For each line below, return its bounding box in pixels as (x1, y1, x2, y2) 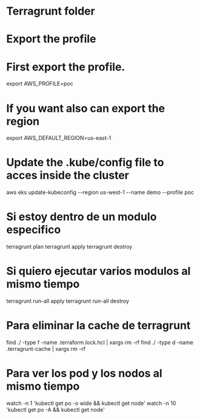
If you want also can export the (6, 102, 165, 115)
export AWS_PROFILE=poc (6, 80, 74, 88)
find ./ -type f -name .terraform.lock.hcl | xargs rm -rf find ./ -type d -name (6, 339, 194, 346)
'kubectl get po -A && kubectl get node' (6, 406, 105, 413)
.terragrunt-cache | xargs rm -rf (6, 345, 86, 352)
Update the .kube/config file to (6, 156, 165, 170)
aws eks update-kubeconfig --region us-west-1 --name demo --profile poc (6, 189, 195, 196)
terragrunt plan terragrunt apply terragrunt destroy (6, 243, 133, 251)
